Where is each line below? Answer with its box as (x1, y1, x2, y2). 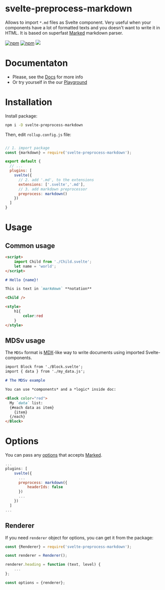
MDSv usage (5, 336, 46, 345)
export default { (5, 159, 41, 164)
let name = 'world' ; (14, 264, 56, 269)
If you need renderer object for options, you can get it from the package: (5, 534, 154, 540)
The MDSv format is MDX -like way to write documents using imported (5, 350, 145, 355)
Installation (5, 97, 53, 108)
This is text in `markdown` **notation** (5, 286, 92, 292)
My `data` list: (9, 400, 43, 406)
